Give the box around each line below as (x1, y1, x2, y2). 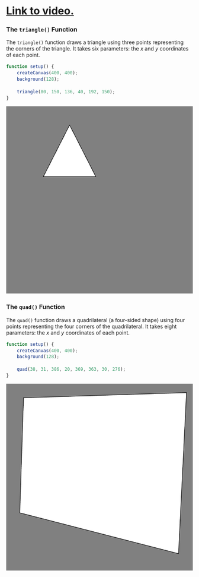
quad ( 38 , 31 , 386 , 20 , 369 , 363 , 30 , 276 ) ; (17, 367, 126, 373)
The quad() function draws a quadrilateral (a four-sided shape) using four (6, 316, 185, 323)
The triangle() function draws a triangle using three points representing (6, 39, 184, 46)
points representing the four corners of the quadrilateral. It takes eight (6, 323, 177, 330)
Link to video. (6, 4, 74, 18)
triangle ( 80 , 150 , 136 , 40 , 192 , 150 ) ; (17, 89, 115, 94)
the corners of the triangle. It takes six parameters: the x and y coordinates (6, 45, 189, 52)
